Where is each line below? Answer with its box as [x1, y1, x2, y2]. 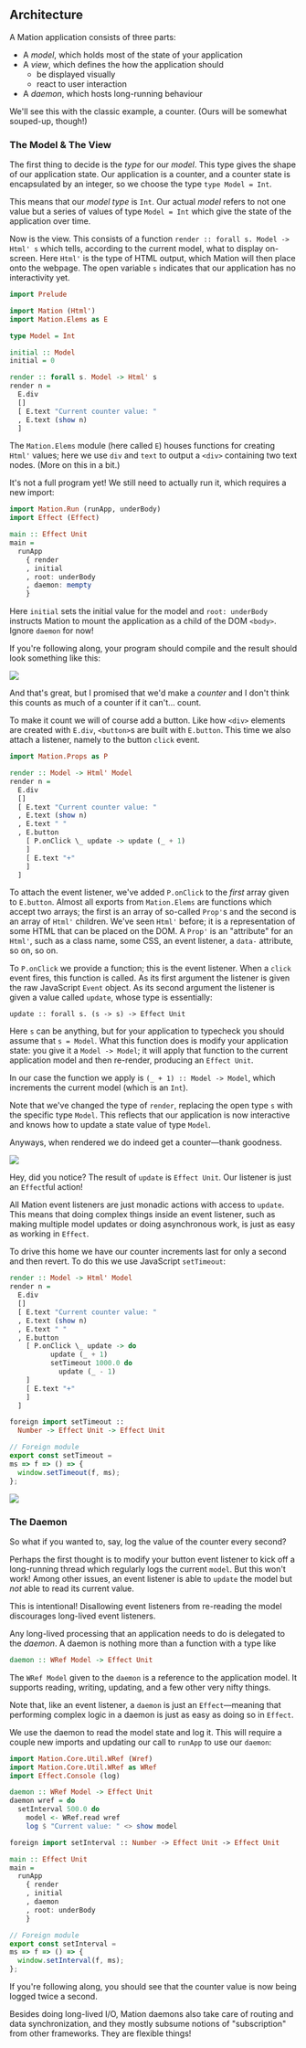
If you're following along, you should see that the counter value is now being [9, 1981, 297, 1992]
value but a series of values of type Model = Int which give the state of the [9, 206, 292, 218]
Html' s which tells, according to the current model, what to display [9, 243, 264, 254]
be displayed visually [36, 69, 116, 80]
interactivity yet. [9, 272, 70, 283]
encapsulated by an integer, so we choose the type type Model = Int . [9, 178, 272, 190]
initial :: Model [9, 347, 76, 357]
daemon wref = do [9, 1796, 76, 1806]
